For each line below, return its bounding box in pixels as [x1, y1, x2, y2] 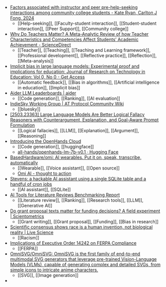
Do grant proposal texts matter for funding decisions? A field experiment [10, 208, 160, 214]
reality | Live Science [10, 229, 54, 235]
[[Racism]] [17, 235, 39, 241]
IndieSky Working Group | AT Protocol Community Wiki [10, 101, 124, 106]
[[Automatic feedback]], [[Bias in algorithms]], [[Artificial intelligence [17, 79, 160, 85]
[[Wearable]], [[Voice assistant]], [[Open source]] [17, 165, 120, 171]
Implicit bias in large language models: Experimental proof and [10, 63, 140, 69]
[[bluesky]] [17, 106, 41, 112]
